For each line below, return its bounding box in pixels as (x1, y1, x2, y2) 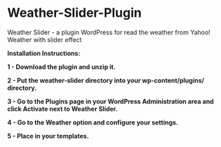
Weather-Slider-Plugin (7, 5, 142, 21)
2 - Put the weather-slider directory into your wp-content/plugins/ (7, 76, 205, 85)
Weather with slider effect (7, 35, 82, 43)
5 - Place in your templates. (7, 132, 89, 140)
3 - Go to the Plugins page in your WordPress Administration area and (7, 97, 214, 106)
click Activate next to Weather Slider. (7, 104, 118, 113)
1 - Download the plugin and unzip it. (7, 62, 116, 71)
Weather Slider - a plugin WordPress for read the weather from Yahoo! (7, 28, 210, 36)
